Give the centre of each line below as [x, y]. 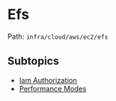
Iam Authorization [48, 80]
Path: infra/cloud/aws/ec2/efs [58, 36]
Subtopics [33, 61]
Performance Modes [52, 88]
